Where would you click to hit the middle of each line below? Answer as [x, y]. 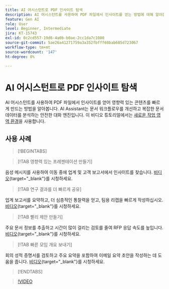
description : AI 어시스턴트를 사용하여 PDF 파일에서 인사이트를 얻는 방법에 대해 [79, 15]
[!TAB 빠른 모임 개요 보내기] [45, 245]
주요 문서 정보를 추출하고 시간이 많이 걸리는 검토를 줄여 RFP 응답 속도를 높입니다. [84, 228]
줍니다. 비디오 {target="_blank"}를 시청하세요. [59, 262]
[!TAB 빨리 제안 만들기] [40, 217]
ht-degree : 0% [20, 57]
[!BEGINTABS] [32, 151]
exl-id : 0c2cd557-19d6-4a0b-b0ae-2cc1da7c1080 [55, 38]
